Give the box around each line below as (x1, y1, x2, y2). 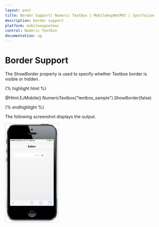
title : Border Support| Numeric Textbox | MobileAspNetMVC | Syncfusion (5, 13, 155, 18)
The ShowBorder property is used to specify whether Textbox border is (5, 71, 147, 77)
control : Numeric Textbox (5, 28, 57, 33)
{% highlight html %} (5, 85, 47, 91)
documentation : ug (5, 33, 42, 38)
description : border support (5, 18, 64, 23)
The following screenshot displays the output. (5, 113, 96, 119)
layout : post (5, 8, 31, 13)
